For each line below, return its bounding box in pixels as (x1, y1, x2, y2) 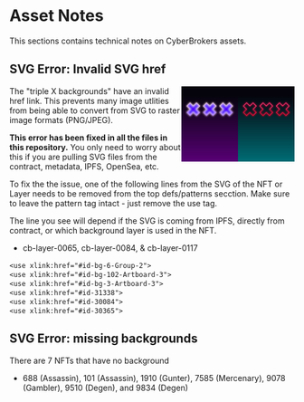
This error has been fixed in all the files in (9, 132, 168, 143)
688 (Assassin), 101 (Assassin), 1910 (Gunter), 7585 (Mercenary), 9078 (22, 372, 286, 383)
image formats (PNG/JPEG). (9, 114, 113, 125)
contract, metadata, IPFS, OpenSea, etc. (9, 160, 160, 172)
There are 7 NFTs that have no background (9, 355, 170, 366)
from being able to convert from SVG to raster (9, 105, 181, 116)
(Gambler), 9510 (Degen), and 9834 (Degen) (22, 382, 188, 393)
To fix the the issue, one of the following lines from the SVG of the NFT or (9, 178, 283, 189)
